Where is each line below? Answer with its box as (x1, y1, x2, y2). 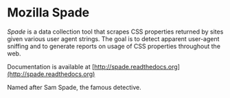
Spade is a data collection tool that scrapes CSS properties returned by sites (7, 27, 224, 36)
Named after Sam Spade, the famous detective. (7, 83, 142, 91)
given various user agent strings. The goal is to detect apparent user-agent (7, 34, 220, 42)
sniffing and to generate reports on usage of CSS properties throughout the (7, 42, 221, 50)
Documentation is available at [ (7, 62, 95, 71)
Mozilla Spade (7, 5, 90, 21)
